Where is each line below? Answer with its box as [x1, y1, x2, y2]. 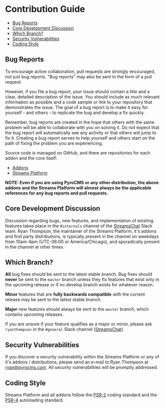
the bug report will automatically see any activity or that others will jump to [5, 130, 157, 136]
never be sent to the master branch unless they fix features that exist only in [5, 276, 160, 283]
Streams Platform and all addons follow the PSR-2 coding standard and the [5, 392, 157, 398]
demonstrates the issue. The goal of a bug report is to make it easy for [5, 104, 148, 110]
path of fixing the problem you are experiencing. [5, 140, 103, 146]
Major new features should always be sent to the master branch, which [5, 306, 149, 312]
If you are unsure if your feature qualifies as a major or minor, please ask [5, 321, 152, 327]
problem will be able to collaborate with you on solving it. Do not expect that [5, 124, 160, 130]
